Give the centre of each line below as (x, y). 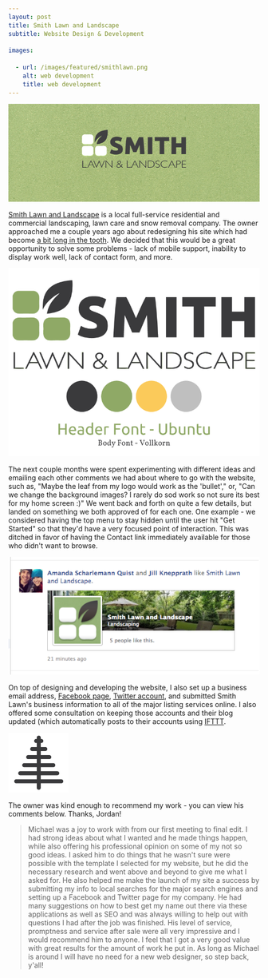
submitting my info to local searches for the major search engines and (143, 889)
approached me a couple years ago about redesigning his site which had (128, 232)
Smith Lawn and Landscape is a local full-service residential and (114, 215)
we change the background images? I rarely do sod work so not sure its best (134, 495)
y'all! (35, 965)
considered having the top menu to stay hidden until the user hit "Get (122, 520)
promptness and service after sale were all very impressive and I (134, 931)
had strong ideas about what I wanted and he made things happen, (138, 837)
